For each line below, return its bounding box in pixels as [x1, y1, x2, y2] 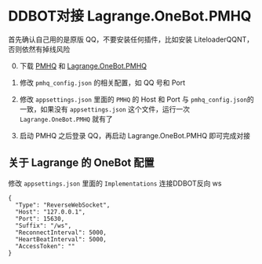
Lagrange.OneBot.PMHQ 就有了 [19, 114, 113, 123]
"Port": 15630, [15, 214, 65, 222]
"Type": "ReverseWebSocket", [15, 201, 111, 209]
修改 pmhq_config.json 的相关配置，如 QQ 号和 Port [19, 78, 186, 87]
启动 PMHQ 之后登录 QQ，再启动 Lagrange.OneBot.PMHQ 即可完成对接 [19, 130, 251, 140]
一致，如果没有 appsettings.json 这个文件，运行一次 [19, 104, 191, 114]
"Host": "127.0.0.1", [15, 207, 86, 216]
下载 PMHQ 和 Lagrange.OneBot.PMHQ [19, 60, 147, 71]
